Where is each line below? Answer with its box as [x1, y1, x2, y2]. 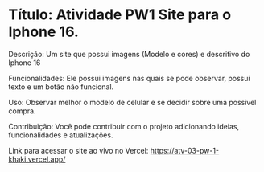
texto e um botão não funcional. [8, 82, 114, 92]
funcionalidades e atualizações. [8, 130, 113, 140]
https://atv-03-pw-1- [150, 145, 220, 155]
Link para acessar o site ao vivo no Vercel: [8, 145, 149, 155]
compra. [8, 106, 36, 116]
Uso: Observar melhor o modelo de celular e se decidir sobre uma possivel [8, 97, 257, 107]
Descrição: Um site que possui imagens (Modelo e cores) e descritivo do [8, 49, 250, 59]
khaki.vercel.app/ [8, 154, 66, 164]
